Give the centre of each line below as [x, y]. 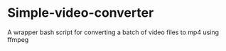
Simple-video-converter [81, 13]
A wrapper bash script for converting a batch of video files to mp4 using [113, 32]
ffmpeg [18, 39]
